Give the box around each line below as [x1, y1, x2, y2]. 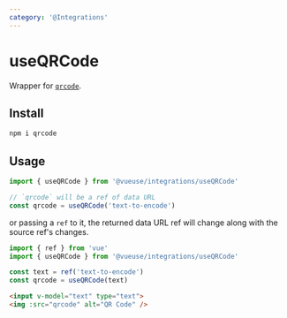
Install [9, 105, 44, 120]
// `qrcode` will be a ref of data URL [9, 193, 156, 201]
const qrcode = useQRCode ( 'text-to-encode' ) [9, 201, 176, 210]
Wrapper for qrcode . [9, 80, 82, 91]
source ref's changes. [9, 226, 89, 237]
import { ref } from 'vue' [9, 244, 109, 253]
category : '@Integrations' [9, 12, 109, 22]
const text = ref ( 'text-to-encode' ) [9, 268, 144, 276]
